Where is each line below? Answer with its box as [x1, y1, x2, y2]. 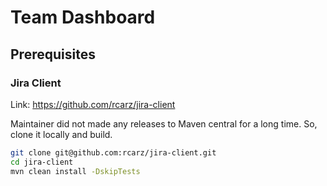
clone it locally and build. [10, 128, 113, 140]
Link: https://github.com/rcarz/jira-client [10, 98, 176, 110]
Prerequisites [10, 46, 96, 63]
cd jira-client [10, 157, 74, 167]
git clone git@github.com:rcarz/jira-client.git [10, 147, 217, 158]
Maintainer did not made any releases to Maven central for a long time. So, [10, 117, 318, 130]
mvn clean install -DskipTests [10, 166, 141, 176]
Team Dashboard [10, 6, 156, 29]
